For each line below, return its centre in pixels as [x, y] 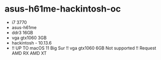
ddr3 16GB [22, 32]
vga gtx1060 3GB [29, 38]
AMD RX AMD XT [29, 53]
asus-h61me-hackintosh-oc [63, 9]
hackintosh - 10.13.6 [32, 43]
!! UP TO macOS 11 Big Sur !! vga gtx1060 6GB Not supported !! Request [84, 48]
